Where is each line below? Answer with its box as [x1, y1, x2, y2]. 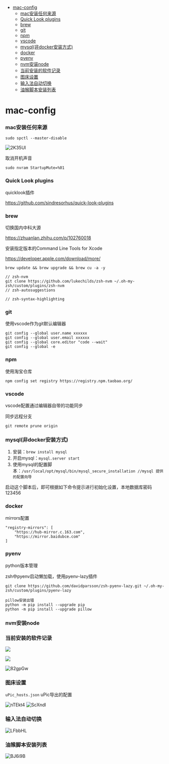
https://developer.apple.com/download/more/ [5, 256, 100, 262]
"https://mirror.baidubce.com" [14, 534, 81, 539]
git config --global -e [5, 344, 56, 349]
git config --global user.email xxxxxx [5, 335, 90, 341]
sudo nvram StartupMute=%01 [5, 165, 65, 170]
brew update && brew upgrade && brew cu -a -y [5, 265, 106, 271]
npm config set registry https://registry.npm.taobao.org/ [5, 378, 133, 384]
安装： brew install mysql [12, 449, 67, 455]
